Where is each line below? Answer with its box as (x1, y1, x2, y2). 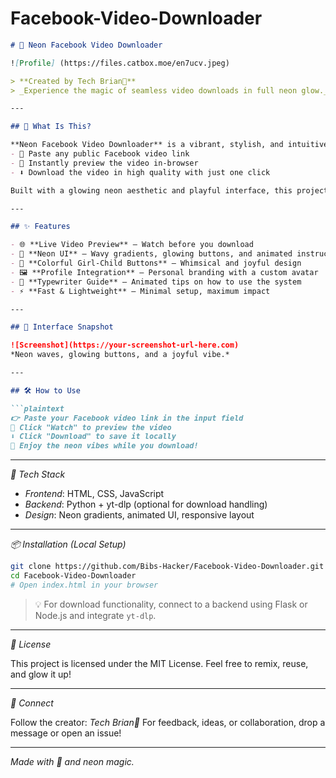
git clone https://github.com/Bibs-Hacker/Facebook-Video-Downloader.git (10, 562, 325, 572)
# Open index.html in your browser (10, 580, 159, 590)
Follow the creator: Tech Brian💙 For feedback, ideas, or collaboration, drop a (10, 716, 326, 728)
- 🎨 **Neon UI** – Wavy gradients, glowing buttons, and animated (10, 249, 293, 259)
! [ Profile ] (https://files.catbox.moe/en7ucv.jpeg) (10, 58, 230, 68)
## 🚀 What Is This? (10, 122, 92, 132)
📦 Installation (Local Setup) (10, 538, 127, 551)
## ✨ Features (10, 222, 71, 232)
